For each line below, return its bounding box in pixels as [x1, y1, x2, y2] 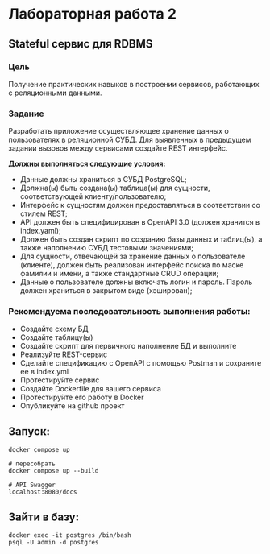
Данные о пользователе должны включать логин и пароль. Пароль [19, 277, 253, 287]
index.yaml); [19, 226, 62, 236]
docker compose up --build [8, 467, 99, 475]
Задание [8, 108, 44, 119]
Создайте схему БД [19, 324, 89, 334]
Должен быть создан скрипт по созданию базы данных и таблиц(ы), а [19, 234, 263, 244]
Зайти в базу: [8, 510, 80, 523]
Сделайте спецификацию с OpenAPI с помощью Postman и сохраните [19, 358, 262, 368]
